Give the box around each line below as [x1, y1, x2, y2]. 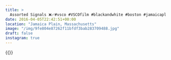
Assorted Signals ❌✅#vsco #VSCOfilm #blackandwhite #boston [10, 12, 141, 17]
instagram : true [5, 36, 40, 41]
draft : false [5, 31, 33, 36]
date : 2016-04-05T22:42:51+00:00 [5, 17, 76, 22]
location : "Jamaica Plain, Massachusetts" [5, 21, 97, 27]
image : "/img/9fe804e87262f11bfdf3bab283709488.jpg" [5, 26, 120, 31]
